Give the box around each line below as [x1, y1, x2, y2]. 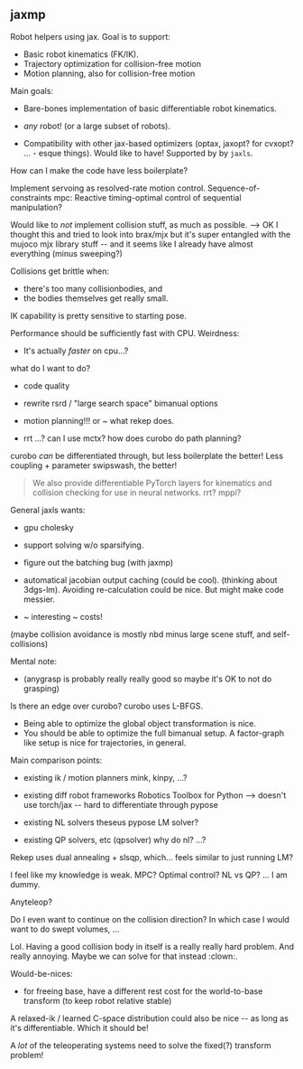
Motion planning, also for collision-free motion [23, 68, 196, 79]
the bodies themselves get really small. [23, 293, 170, 304]
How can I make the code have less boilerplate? [10, 164, 188, 175]
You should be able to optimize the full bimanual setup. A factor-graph [23, 727, 285, 738]
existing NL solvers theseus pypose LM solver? [23, 817, 199, 828]
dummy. [10, 878, 41, 889]
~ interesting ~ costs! [23, 611, 103, 622]
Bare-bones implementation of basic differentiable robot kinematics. [23, 103, 278, 114]
